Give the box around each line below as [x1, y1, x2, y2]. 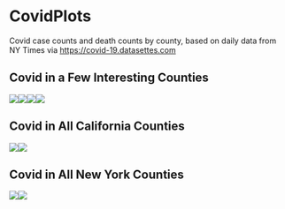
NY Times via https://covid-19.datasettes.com [9, 44, 176, 55]
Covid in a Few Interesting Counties [9, 71, 210, 86]
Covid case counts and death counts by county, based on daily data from [9, 35, 277, 46]
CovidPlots [9, 6, 92, 26]
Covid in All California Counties [9, 119, 186, 134]
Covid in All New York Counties [9, 167, 184, 182]
